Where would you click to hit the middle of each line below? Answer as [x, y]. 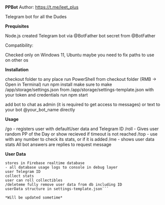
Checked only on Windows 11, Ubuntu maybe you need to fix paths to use [80, 55]
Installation [17, 69]
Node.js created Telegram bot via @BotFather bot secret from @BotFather [80, 36]
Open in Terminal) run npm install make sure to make [59, 84]
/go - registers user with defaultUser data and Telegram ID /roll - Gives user [82, 129]
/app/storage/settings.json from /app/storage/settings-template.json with [80, 90]
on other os [17, 60]
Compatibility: [19, 45]
